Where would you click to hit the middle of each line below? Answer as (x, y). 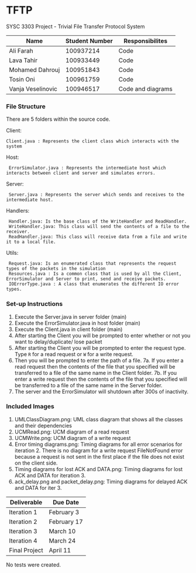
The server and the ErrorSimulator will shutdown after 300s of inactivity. (102, 391)
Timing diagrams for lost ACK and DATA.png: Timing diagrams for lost (99, 469)
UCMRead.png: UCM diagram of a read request (72, 432)
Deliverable (26, 502)
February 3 (64, 512)
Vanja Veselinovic (33, 88)
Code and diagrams (145, 88)
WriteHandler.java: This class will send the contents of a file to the (99, 227)
